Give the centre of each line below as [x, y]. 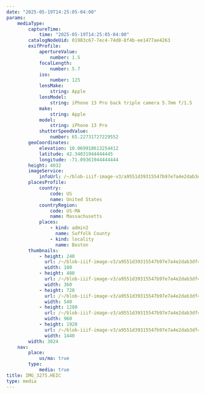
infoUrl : [50, 177]
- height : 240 [57, 256]
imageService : [46, 171]
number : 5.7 [65, 69]
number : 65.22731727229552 [84, 137]
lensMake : [51, 86]
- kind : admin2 [69, 228]
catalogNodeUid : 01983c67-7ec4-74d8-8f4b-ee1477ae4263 [99, 40]
